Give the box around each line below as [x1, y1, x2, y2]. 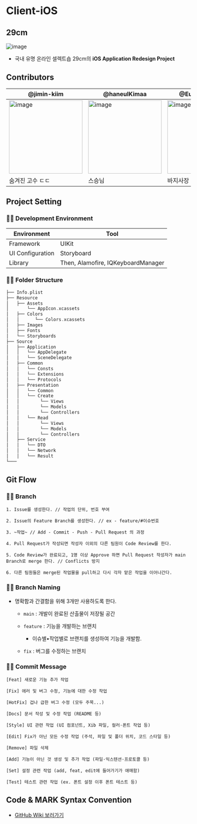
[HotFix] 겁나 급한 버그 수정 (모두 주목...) [6, 700, 104, 705]
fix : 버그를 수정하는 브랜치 [23, 647, 86, 654]
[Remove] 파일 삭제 [6, 745, 49, 751]
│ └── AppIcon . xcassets [6, 306, 80, 312]
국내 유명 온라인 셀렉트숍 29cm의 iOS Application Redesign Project [14, 55, 175, 62]
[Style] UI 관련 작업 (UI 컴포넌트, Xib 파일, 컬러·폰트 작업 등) [6, 722, 151, 728]
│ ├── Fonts [6, 327, 41, 333]
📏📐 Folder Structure [6, 276, 63, 284]
